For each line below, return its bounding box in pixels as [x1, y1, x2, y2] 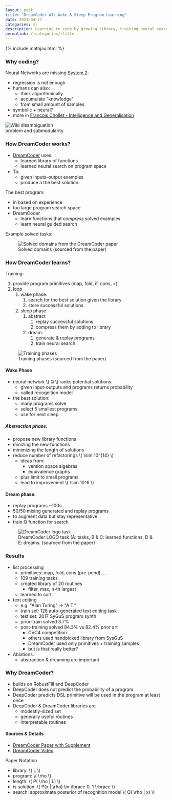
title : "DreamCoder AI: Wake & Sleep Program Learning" [5, 12, 127, 17]
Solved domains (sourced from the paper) [18, 246, 106, 252]
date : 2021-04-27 [5, 17, 42, 22]
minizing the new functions [12, 441, 70, 448]
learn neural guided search [20, 221, 78, 227]
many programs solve [20, 400, 67, 407]
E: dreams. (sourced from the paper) [18, 539, 96, 546]
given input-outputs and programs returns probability [20, 384, 133, 391]
